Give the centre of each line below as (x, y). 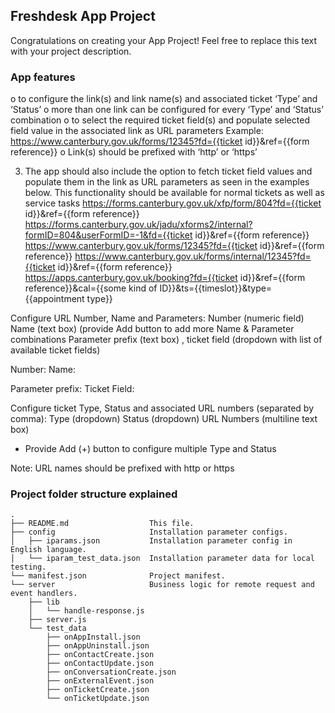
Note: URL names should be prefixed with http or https (122, 468)
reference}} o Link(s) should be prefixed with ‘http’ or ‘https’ (134, 152)
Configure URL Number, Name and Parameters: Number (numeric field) (157, 318)
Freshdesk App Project (83, 16)
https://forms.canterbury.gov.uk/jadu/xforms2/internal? (138, 225)
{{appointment (54, 299)
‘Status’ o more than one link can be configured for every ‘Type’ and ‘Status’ (167, 110)
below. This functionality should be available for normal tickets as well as (174, 193)
